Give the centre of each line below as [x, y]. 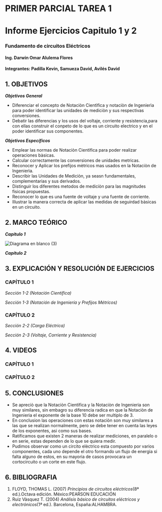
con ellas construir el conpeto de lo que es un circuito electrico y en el [82, 126]
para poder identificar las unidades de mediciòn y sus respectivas [78, 111]
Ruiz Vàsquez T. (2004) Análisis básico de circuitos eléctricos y [76, 499]
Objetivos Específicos [28, 141]
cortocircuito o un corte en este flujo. [49, 462]
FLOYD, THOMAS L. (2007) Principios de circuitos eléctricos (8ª [75, 489]
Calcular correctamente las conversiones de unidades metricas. [76, 160]
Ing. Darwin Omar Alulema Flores [39, 58]
